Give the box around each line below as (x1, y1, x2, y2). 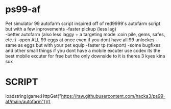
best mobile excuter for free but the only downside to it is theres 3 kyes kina (5, 52, 165, 59)
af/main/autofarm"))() (5, 98, 51, 104)
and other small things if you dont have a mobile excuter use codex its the (5, 47, 161, 53)
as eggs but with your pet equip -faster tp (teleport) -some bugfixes (17, 42, 161, 48)
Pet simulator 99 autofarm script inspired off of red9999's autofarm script (5, 20, 161, 26)
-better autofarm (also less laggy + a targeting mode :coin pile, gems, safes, (5, 31, 165, 37)
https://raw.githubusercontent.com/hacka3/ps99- (61, 93, 166, 99)
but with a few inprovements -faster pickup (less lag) (5, 25, 116, 32)
